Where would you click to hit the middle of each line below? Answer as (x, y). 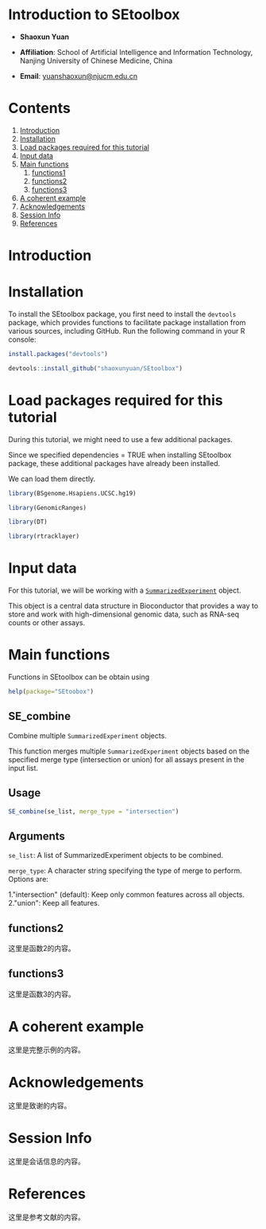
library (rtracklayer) (44, 536)
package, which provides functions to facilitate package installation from (127, 323)
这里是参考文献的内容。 (46, 1217)
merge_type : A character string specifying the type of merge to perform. (125, 871)
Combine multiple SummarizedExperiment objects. (87, 735)
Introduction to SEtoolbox (94, 15)
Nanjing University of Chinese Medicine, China (96, 61)
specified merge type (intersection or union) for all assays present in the (126, 759)
